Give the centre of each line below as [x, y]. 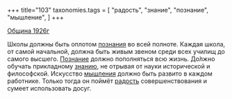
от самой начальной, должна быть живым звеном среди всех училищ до [116, 52]
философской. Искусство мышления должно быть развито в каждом [110, 73]
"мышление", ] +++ [35, 17]
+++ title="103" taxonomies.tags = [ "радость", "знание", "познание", [108, 10]
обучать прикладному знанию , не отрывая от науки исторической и [109, 66]
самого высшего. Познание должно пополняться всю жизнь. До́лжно [111, 59]
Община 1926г [28, 31]
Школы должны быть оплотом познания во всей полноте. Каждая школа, [116, 44]
